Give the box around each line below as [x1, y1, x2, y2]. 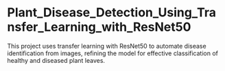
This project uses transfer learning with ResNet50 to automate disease [7, 42, 207, 50]
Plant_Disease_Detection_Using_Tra [7, 5, 216, 20]
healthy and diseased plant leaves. [7, 56, 105, 64]
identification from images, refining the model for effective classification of [7, 49, 218, 57]
